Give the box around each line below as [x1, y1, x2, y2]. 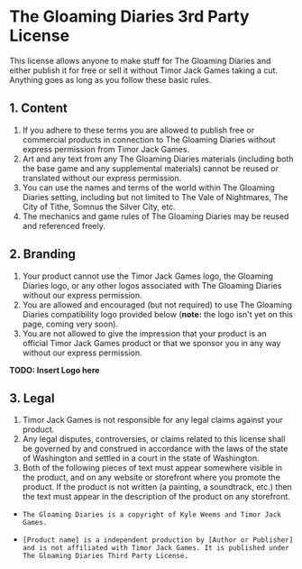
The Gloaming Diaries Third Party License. [22, 552, 189, 561]
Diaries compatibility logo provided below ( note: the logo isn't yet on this [22, 308, 293, 319]
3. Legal [9, 390, 55, 406]
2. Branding [9, 246, 77, 262]
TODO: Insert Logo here [9, 364, 100, 375]
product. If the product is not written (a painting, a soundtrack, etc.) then [22, 482, 293, 492]
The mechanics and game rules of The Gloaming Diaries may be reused [22, 210, 289, 222]
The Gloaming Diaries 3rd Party [9, 6, 250, 27]
